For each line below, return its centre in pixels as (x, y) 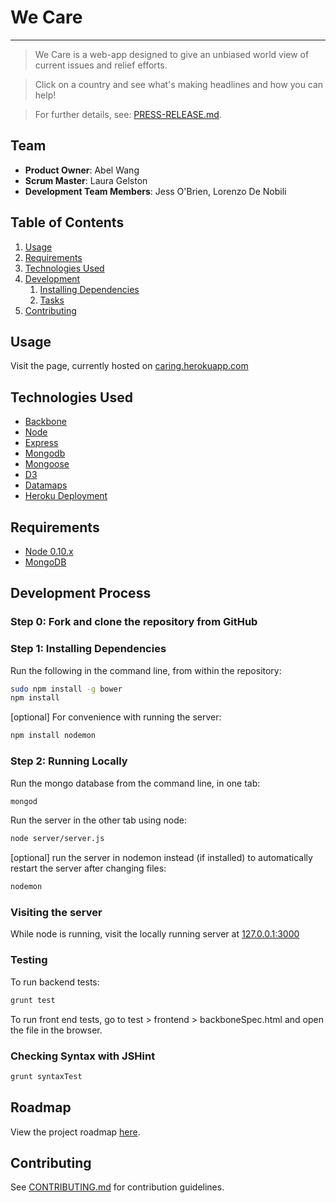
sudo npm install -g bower (66, 689)
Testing (29, 960)
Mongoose (47, 464)
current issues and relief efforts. (101, 65)
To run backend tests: (55, 982)
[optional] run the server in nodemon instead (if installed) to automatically (161, 858)
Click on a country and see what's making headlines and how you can (179, 84)
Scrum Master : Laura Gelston (86, 180)
